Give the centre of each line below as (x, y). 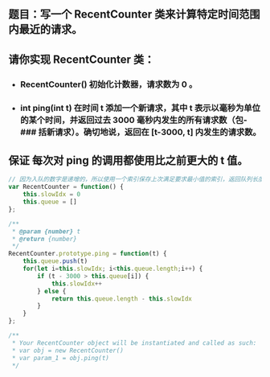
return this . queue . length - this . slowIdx (122, 299)
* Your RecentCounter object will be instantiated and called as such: (134, 343)
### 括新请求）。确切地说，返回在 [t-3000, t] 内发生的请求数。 (140, 132)
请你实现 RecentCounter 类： (82, 59)
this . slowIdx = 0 (52, 195)
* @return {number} (45, 239)
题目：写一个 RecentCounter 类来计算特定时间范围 (134, 14)
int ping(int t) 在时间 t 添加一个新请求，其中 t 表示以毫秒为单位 (140, 108)
